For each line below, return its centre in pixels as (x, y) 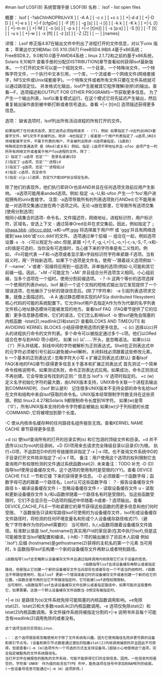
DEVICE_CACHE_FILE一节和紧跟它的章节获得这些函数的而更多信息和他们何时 (81, 506)
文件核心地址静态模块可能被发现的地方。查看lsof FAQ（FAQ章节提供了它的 (79, 309)
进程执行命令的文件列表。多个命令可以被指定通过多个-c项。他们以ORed (85, 333)
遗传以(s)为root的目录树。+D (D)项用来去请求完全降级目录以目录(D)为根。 (79, 445)
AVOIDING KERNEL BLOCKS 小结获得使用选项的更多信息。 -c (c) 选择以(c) (79, 327)
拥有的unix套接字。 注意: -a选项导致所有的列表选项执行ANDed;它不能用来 (82, 199)
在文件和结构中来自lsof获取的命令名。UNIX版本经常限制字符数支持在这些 (78, 394)
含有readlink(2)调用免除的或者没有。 (41, 618)
